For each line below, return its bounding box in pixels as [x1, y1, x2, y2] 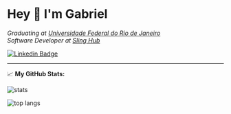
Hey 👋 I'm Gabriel [7, 6, 108, 22]
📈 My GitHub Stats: [7, 69, 65, 78]
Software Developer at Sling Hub [7, 36, 100, 44]
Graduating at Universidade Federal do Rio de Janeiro [7, 29, 161, 37]
